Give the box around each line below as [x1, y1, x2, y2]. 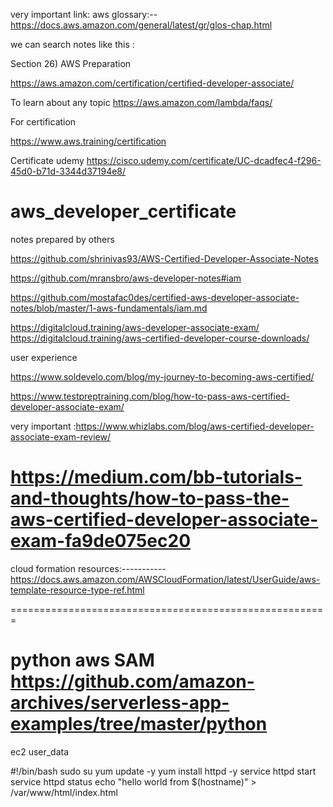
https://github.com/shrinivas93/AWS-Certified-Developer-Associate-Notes [10, 252, 319, 264]
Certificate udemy [10, 155, 85, 166]
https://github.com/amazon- [10, 670, 255, 693]
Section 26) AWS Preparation [10, 58, 132, 69]
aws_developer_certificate [10, 200, 237, 223]
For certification [10, 116, 77, 128]
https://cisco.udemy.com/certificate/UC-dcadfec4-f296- [86, 155, 322, 166]
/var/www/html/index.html [10, 786, 118, 798]
